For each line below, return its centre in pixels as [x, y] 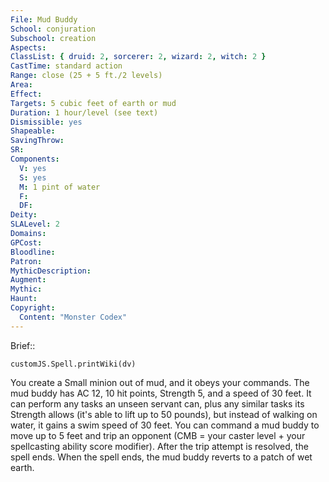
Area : [21, 85]
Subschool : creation [53, 38]
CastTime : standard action [66, 66]
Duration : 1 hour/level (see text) [84, 112]
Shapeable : [33, 131]
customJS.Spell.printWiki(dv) [73, 364]
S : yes [33, 177]
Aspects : [28, 47]
